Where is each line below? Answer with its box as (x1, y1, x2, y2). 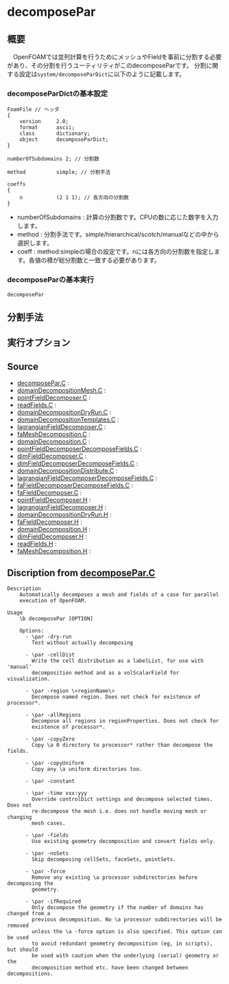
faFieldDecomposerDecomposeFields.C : (16, 481, 134, 490)
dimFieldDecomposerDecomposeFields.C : (16, 459, 138, 468)
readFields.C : (16, 401, 57, 409)
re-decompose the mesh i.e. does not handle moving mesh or (32, 808, 207, 815)
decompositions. (7, 970, 53, 977)
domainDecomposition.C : (16, 437, 91, 446)
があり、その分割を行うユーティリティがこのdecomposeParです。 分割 (7, 61, 207, 69)
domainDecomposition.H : (16, 525, 91, 534)
